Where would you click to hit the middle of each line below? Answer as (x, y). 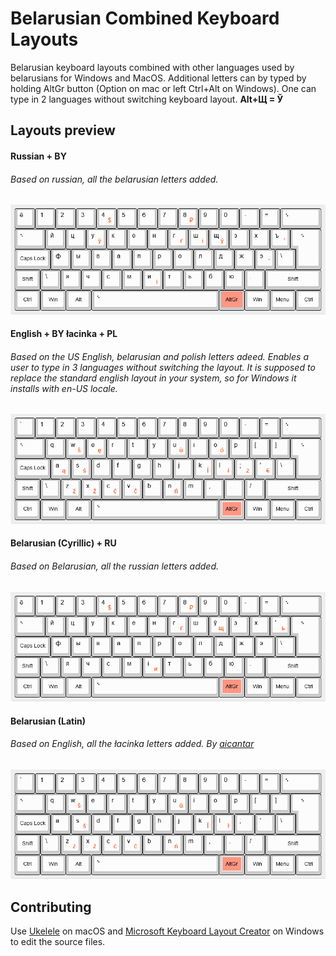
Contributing (51, 907)
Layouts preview (63, 130)
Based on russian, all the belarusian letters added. (114, 179)
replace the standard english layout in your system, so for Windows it (153, 378)
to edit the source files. (58, 942)
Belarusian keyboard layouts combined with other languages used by (152, 67)
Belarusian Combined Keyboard (145, 18)
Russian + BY (38, 156)
